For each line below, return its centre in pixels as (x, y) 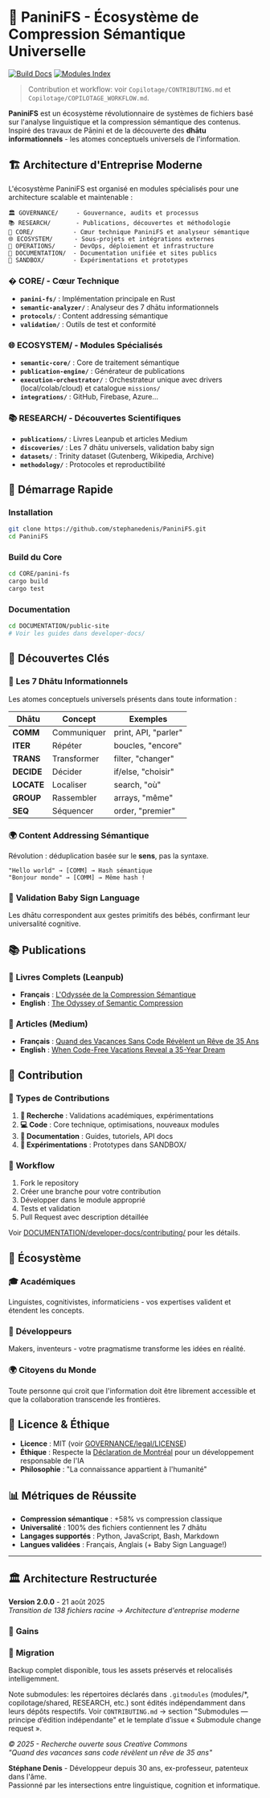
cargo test (27, 589)
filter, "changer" (144, 758)
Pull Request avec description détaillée (84, 1217)
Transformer (76, 758)
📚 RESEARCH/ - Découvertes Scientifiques (95, 418)
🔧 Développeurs (40, 1331)
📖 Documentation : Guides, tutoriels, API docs (96, 1136)
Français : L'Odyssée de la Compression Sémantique (108, 995)
